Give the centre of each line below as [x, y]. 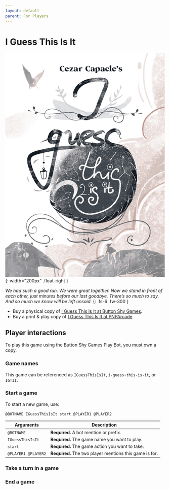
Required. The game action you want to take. [97, 446]
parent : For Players [27, 16]
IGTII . [12, 380]
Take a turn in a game [32, 468]
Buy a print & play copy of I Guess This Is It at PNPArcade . [73, 317]
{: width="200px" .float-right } [37, 281]
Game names [22, 364]
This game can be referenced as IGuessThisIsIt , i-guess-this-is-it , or [80, 374]
